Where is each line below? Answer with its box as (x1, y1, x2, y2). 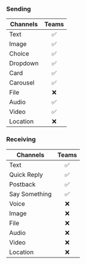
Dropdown (9, 59, 39, 67)
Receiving (6, 135, 36, 144)
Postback (9, 180, 36, 188)
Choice (9, 49, 30, 58)
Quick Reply (9, 170, 43, 179)
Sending (6, 5, 31, 13)
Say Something (9, 190, 52, 198)
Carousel (9, 79, 35, 87)
